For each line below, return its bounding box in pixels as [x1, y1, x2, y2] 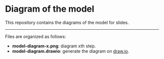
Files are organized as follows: [5, 33, 66, 39]
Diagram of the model [5, 3, 94, 15]
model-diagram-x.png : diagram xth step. [12, 43, 96, 49]
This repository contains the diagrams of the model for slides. [5, 20, 129, 25]
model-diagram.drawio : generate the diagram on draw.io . [12, 48, 129, 54]
